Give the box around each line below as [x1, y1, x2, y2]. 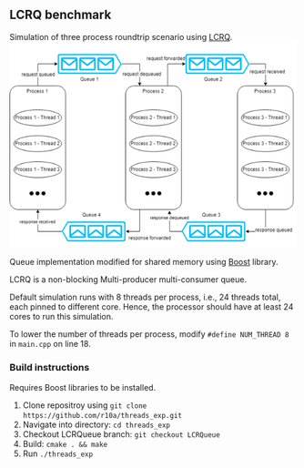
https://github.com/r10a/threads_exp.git [22, 411, 182, 420]
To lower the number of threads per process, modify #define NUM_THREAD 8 [9, 329, 289, 340]
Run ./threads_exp [22, 448, 94, 459]
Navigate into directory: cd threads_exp [22, 419, 171, 430]
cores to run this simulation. [9, 311, 114, 322]
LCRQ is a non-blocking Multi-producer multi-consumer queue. [9, 274, 248, 285]
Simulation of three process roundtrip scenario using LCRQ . [9, 31, 233, 42]
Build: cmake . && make [22, 438, 107, 449]
